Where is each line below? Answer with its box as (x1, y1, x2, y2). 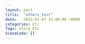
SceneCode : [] (5, 31, 35, 36)
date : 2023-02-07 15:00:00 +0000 (5, 17, 80, 22)
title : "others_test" (5, 12, 53, 17)
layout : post (5, 7, 33, 13)
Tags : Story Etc (5, 26, 39, 31)
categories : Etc (5, 21, 39, 27)
